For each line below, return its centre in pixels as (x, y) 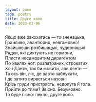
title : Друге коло (24, 19)
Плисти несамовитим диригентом (41, 58)
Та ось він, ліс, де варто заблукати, (42, 74)
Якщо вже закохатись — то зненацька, (45, 37)
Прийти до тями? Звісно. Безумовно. (43, 89)
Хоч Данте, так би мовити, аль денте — (46, 69)
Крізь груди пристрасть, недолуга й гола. (48, 84)
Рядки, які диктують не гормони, (39, 53)
